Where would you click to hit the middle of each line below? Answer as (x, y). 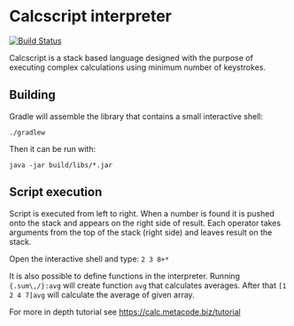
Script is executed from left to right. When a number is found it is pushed (142, 213)
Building (32, 95)
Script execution (56, 192)
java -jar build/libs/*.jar (61, 165)
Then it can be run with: (52, 148)
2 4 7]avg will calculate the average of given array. (102, 294)
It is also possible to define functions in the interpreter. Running (125, 276)
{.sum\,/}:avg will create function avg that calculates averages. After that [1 (148, 285)
